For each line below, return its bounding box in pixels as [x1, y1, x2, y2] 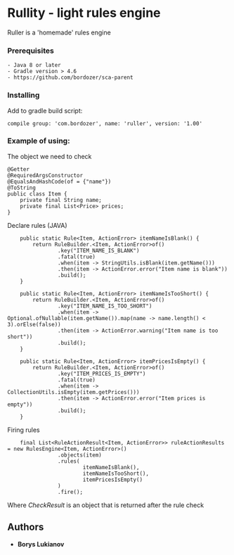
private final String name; [20, 196, 102, 203]
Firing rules [7, 426, 40, 434]
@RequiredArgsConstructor [7, 172, 83, 179]
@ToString [7, 184, 37, 191]
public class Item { [7, 190, 68, 198]
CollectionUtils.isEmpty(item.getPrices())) [7, 388, 140, 395]
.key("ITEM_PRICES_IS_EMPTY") [57, 370, 146, 377]
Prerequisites [7, 46, 54, 56]
